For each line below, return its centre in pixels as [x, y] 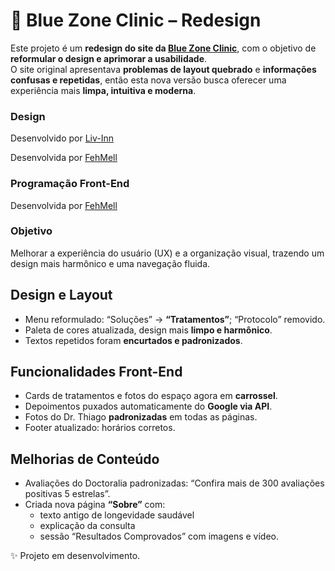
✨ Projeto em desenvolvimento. [75, 556]
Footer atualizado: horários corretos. [100, 428]
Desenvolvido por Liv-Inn [62, 138]
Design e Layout [61, 295]
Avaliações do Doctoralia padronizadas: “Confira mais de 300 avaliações [174, 483]
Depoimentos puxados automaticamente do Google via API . [148, 406]
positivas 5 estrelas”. [67, 494]
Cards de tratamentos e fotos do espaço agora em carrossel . [151, 396]
